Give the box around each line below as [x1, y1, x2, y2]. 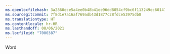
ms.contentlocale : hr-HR [5, 21, 58, 26]
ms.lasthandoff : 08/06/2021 [5, 26, 65, 31]
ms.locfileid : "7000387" [5, 30, 58, 35]
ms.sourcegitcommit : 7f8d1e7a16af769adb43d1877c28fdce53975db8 [5, 12, 142, 17]
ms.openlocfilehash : [5, 7, 49, 12]
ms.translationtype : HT [5, 16, 56, 21]
